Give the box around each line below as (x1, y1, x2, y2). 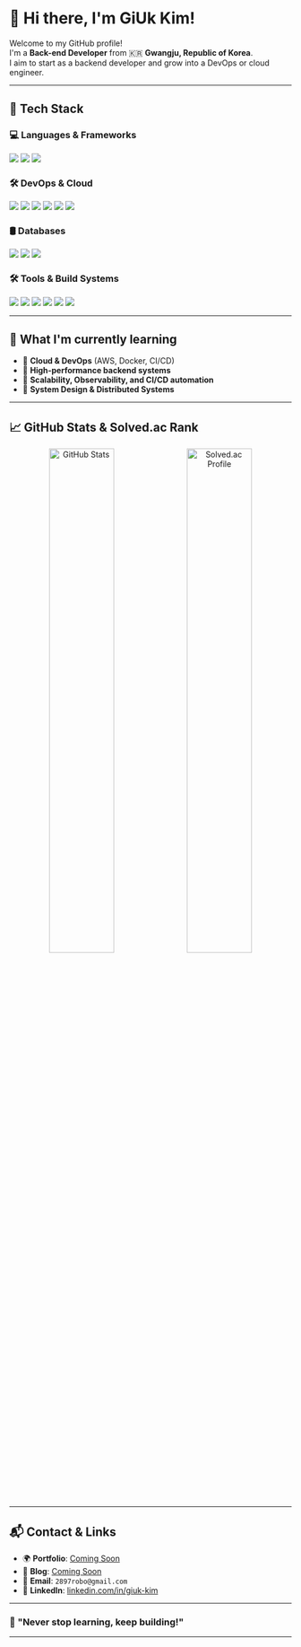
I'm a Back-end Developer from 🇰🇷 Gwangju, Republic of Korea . (9, 47, 254, 57)
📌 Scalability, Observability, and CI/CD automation (21, 374, 214, 385)
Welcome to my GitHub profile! (9, 38, 123, 48)
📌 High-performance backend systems (21, 365, 171, 376)
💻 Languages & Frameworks (9, 129, 137, 142)
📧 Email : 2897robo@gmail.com (21, 1575, 128, 1586)
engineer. (9, 66, 45, 77)
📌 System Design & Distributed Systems (21, 384, 175, 395)
